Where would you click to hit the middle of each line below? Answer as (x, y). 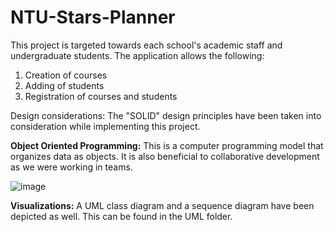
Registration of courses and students (101, 96)
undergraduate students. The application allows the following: (137, 55)
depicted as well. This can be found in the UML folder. (121, 216)
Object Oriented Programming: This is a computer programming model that (167, 145)
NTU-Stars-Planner (93, 17)
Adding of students (64, 85)
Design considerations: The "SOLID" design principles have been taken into (166, 115)
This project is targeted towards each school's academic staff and (146, 45)
